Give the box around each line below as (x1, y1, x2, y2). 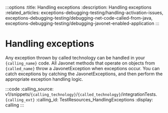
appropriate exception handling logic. (5, 76, 84, 82)
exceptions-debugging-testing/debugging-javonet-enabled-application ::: (5, 20, 160, 26)
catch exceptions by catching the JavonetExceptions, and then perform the (5, 71, 163, 77)
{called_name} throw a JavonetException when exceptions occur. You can (5, 65, 160, 71)
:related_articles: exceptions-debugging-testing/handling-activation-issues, (5, 10, 163, 16)
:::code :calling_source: (5, 86, 54, 92)
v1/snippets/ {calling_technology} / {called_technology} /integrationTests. (5, 91, 157, 97)
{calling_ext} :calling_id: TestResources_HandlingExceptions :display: (5, 96, 153, 102)
